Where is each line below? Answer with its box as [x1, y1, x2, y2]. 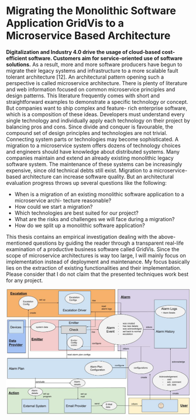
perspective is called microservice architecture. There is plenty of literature [6, 79, 188, 86]
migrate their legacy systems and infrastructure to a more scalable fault [6, 67, 178, 74]
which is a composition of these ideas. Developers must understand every [6, 110, 185, 118]
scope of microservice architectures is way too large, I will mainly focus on [6, 252, 186, 259]
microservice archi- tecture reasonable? [14, 197, 112, 204]
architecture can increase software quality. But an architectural [22, 173, 174, 180]
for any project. [6, 277, 43, 284]
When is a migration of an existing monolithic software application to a [14, 191, 184, 198]
